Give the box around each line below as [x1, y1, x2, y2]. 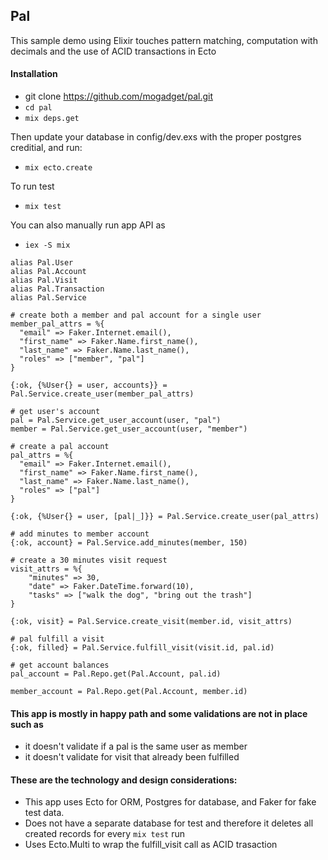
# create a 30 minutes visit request [10, 555, 168, 566]
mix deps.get [24, 114, 80, 124]
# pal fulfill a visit [10, 634, 105, 644]
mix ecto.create [24, 163, 93, 173]
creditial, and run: [10, 142, 83, 154]
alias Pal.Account [10, 267, 87, 277]
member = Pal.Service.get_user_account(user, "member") [10, 424, 248, 434]
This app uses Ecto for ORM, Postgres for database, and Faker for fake [24, 796, 317, 808]
